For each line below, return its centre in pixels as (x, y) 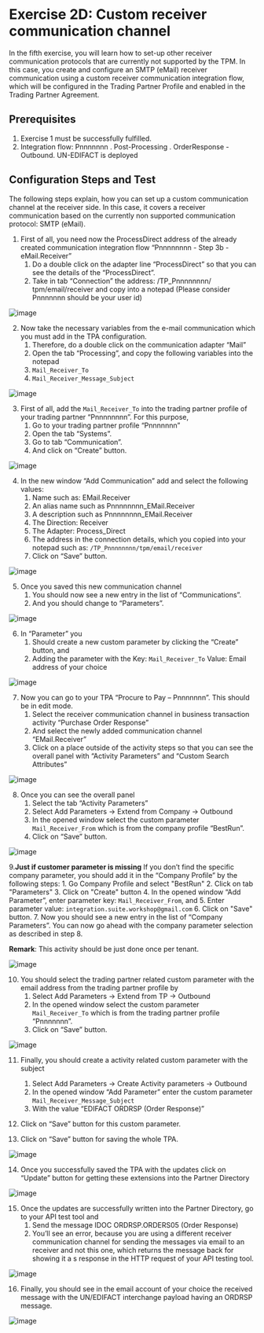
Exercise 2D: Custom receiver (108, 15)
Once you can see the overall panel (78, 795)
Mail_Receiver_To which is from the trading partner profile (126, 1012)
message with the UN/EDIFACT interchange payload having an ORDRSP (136, 1297)
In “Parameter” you (51, 633)
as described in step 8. (46, 934)
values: (32, 489)
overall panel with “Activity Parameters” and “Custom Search (130, 755)
